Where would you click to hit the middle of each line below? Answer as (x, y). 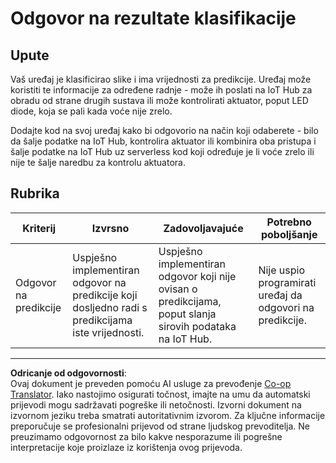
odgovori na (286, 307)
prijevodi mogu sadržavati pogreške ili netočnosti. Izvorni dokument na (156, 404)
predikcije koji (105, 295)
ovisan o (178, 289)
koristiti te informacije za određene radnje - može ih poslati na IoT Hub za (161, 90)
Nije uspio (282, 270)
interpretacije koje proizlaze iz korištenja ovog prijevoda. (126, 447)
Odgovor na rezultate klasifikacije (153, 18)
